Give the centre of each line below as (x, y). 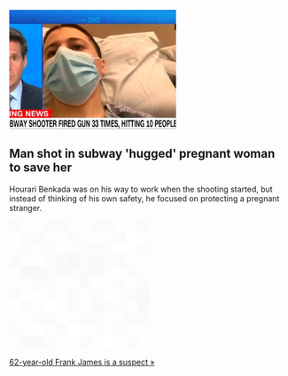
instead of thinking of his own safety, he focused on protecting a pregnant (144, 198)
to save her (41, 168)
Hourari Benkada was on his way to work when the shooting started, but (141, 189)
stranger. (26, 208)
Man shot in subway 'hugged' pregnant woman (142, 154)
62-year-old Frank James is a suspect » (82, 362)
